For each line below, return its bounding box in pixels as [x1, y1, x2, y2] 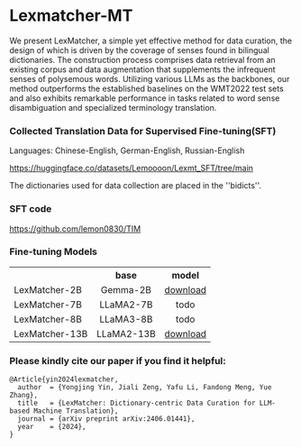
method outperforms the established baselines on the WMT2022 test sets [9, 83, 284, 94]
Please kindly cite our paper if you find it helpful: [9, 354, 227, 367]
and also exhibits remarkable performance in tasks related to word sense [9, 92, 280, 104]
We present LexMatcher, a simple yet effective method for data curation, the [9, 35, 293, 46]
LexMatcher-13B [14, 327, 88, 340]
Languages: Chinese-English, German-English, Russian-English [9, 145, 245, 156]
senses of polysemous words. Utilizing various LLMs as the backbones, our [9, 73, 290, 84]
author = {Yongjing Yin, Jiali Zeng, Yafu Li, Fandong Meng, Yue [17, 383, 272, 392]
